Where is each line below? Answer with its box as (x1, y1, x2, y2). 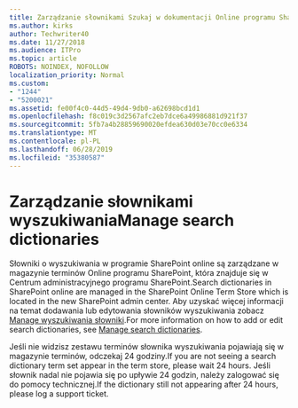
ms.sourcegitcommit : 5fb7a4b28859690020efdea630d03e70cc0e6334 (9, 121, 248, 129)
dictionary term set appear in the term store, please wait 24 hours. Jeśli (9, 360, 271, 371)
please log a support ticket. (9, 388, 109, 399)
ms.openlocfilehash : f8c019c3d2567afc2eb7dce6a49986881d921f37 (9, 112, 248, 121)
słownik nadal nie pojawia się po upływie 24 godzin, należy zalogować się (9, 370, 279, 381)
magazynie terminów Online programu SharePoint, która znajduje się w (9, 268, 269, 279)
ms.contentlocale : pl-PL (9, 137, 101, 145)
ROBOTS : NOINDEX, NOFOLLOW (9, 63, 109, 72)
